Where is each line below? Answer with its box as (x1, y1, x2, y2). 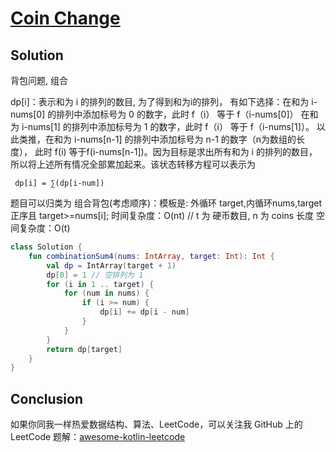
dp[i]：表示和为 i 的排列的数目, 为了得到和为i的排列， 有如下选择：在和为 (10, 96, 310, 107)
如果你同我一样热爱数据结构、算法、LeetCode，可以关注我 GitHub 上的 (10, 418, 303, 431)
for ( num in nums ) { (63, 288, 150, 299)
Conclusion (10, 390, 84, 407)
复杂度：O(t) (18, 222, 71, 234)
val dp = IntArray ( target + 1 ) (46, 260, 177, 271)
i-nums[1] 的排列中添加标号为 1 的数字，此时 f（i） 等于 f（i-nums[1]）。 (21, 121, 315, 132)
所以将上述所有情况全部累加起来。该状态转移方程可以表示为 (10, 158, 256, 170)
